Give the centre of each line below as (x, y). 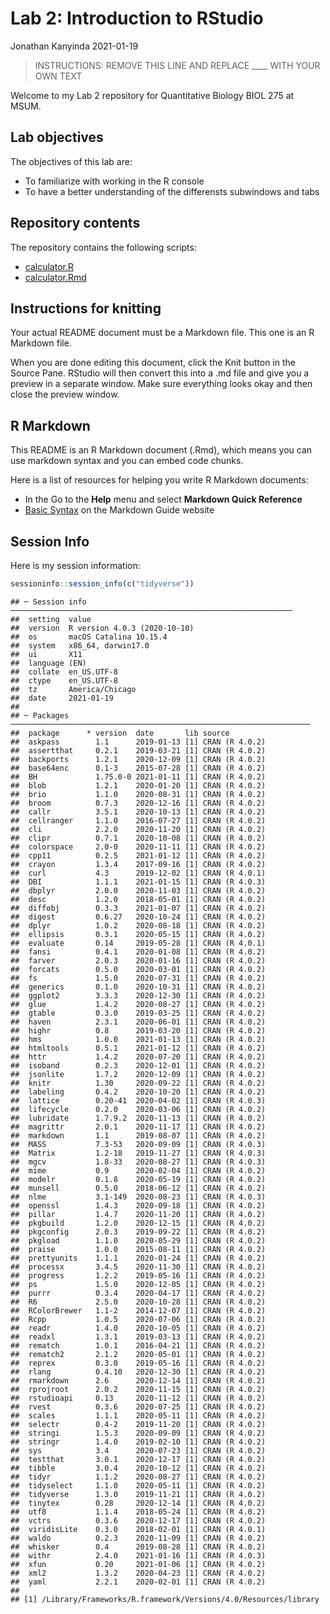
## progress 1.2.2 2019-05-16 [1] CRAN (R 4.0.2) (138, 1275)
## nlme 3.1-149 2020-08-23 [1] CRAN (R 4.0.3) (138, 1197)
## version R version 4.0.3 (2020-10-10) (102, 628)
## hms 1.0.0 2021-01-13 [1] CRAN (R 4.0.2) (138, 1039)
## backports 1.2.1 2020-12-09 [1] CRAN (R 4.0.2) (138, 759)
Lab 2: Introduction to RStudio (137, 18)
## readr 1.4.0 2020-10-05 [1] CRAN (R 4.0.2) (138, 1328)
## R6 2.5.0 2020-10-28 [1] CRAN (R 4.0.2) (138, 1302)
